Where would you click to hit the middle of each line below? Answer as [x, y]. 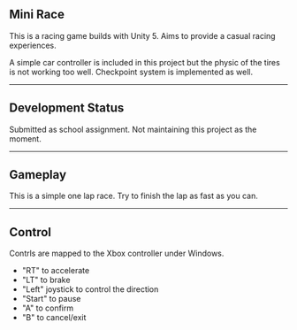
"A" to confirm [47, 308]
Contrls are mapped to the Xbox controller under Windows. [117, 253]
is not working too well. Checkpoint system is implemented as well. [131, 72]
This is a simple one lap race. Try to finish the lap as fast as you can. [133, 196]
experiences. [33, 45]
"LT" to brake [46, 280]
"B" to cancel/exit [54, 318]
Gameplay [38, 175]
